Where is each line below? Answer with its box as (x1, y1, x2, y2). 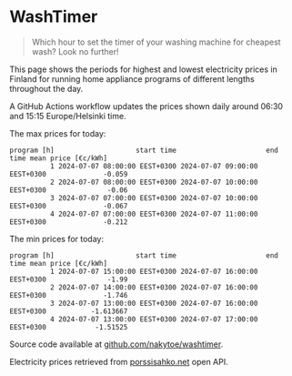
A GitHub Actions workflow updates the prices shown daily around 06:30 (9, 100, 284, 111)
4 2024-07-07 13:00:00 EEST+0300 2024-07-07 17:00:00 (49, 314, 258, 324)
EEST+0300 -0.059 (9, 169, 128, 178)
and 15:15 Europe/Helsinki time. (9, 110, 126, 121)
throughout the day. (9, 83, 84, 94)
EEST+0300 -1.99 (9, 275, 128, 284)
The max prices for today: (9, 127, 106, 138)
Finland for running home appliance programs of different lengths (9, 73, 255, 84)
